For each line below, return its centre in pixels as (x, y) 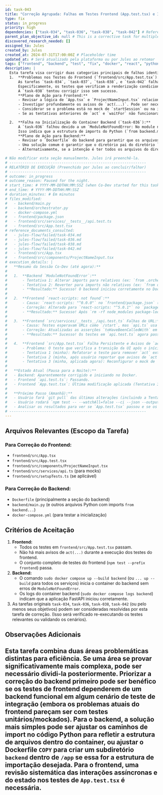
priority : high (20, 28)
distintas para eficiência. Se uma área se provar (78, 659)
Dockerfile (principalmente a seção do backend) (61, 499)
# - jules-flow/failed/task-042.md (43, 248)
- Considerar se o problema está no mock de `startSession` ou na (86, 109)
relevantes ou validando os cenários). (49, 619)
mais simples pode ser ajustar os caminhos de (76, 727)
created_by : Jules (24, 50)
